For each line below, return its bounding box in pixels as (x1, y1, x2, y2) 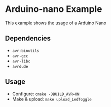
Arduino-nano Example (5, 3, 102, 15)
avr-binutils (12, 48, 39, 53)
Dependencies (5, 34, 51, 43)
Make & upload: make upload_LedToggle (12, 96, 92, 102)
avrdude (12, 64, 28, 69)
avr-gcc (12, 53, 28, 58)
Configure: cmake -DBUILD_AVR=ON (12, 91, 80, 97)
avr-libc (12, 58, 31, 64)
